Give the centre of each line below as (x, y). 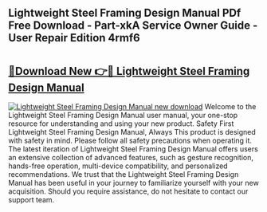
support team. (31, 200)
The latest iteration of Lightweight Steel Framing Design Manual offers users (133, 149)
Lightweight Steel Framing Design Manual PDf (125, 13)
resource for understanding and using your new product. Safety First (121, 124)
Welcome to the (230, 106)
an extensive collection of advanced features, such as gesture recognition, (131, 157)
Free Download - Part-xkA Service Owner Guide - (133, 26)
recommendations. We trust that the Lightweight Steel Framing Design (124, 174)
